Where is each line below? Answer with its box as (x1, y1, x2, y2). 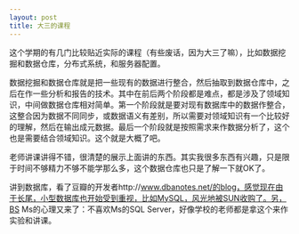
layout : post (9, 12, 58, 22)
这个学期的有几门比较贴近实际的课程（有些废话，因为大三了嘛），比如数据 (9, 46, 279, 58)
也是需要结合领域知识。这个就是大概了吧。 (9, 133, 166, 143)
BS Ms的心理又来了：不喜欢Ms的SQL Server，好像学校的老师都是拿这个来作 (9, 204, 289, 214)
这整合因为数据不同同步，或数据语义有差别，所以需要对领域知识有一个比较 (9, 110, 282, 121)
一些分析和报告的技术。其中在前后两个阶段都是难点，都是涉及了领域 (32, 88, 282, 99)
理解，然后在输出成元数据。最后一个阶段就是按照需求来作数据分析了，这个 (16, 121, 290, 132)
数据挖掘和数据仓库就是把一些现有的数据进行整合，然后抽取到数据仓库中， (9, 77, 282, 87)
